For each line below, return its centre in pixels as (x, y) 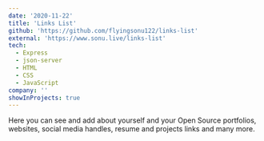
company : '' (28, 90)
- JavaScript (37, 83)
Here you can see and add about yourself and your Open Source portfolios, (132, 120)
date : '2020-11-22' (41, 16)
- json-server (39, 61)
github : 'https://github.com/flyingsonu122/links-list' (103, 30)
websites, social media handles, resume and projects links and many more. (132, 129)
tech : (17, 46)
